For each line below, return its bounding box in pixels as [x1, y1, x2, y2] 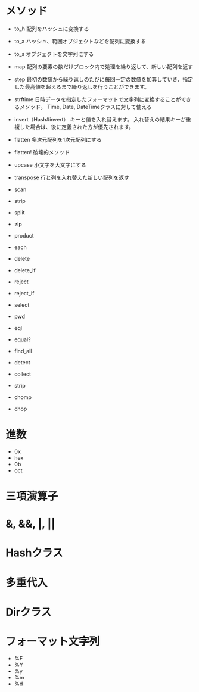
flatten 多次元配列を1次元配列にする [14, 136, 102, 143]
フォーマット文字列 [5, 635, 100, 648]
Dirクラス [5, 605, 52, 619]
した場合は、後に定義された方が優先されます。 [19, 123, 135, 130]
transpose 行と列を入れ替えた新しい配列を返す [14, 174, 129, 181]
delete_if [14, 266, 36, 273]
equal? [14, 336, 31, 343]
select [14, 301, 30, 308]
